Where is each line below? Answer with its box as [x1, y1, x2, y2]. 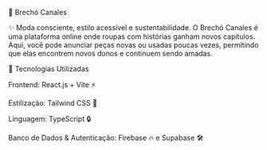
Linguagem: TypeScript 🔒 [8, 114, 92, 123]
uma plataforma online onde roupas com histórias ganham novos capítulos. [8, 32, 256, 41]
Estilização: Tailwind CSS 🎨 [8, 98, 98, 107]
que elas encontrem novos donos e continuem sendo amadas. [8, 48, 213, 58]
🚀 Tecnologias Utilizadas [8, 64, 89, 73]
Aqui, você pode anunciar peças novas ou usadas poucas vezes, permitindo [8, 40, 259, 49]
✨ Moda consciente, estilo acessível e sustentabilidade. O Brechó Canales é [8, 23, 259, 32]
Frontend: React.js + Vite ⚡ [8, 80, 96, 89]
